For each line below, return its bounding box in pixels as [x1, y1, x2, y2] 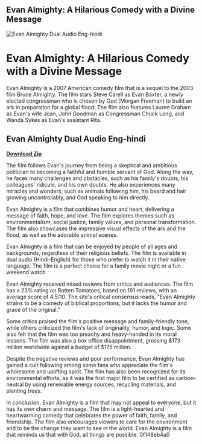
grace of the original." [6, 306, 60, 313]
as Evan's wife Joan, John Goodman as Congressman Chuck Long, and [6, 110, 185, 117]
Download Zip [6, 150, 42, 157]
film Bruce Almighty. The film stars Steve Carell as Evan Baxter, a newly [6, 91, 184, 98]
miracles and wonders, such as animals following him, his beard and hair [6, 187, 187, 195]
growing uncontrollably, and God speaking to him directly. [6, 193, 150, 201]
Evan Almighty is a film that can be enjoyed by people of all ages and [6, 243, 178, 250]
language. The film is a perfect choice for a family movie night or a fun [6, 262, 181, 269]
